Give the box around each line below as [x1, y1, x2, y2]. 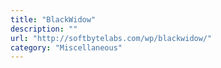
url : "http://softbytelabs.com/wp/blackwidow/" [10, 33, 213, 43]
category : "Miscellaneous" [10, 42, 123, 53]
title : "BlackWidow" [10, 14, 97, 25]
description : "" [10, 24, 78, 34]
